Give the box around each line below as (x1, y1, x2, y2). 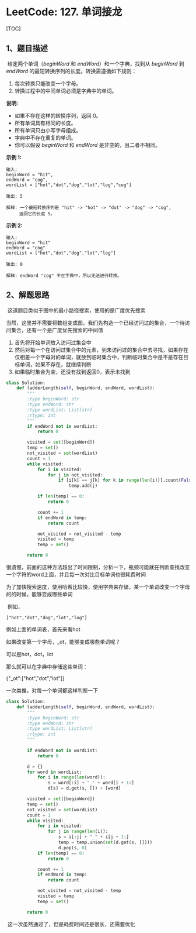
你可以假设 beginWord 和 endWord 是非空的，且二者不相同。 (14, 141, 160, 148)
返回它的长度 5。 (19, 211, 55, 217)
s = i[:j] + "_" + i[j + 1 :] (58, 834, 129, 840)
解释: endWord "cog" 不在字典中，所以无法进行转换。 (6, 273, 122, 279)
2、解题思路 (6, 290, 50, 300)
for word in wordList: (27, 769, 82, 775)
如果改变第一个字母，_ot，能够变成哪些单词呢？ (6, 639, 121, 646)
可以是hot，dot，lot (6, 651, 54, 658)
